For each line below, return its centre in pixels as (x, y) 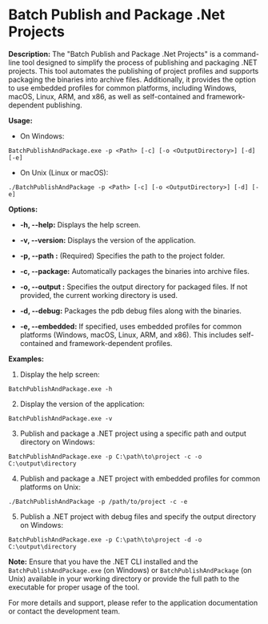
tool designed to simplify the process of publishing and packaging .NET (140, 62)
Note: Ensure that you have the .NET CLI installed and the (103, 562)
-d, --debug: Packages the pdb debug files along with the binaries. (131, 311)
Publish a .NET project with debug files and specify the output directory (138, 516)
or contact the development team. (64, 611)
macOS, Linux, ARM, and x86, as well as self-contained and (107, 96)
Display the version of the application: (82, 404)
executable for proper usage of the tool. (74, 587)
